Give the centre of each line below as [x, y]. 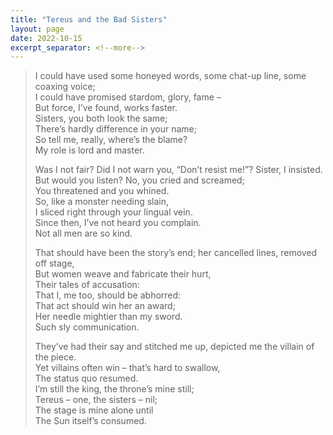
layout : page [37, 29]
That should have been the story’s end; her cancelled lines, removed [176, 253]
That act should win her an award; [105, 306]
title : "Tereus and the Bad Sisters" [89, 19]
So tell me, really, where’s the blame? [111, 140]
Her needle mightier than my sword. [108, 317]
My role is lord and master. [89, 150]
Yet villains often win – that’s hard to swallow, [127, 368]
